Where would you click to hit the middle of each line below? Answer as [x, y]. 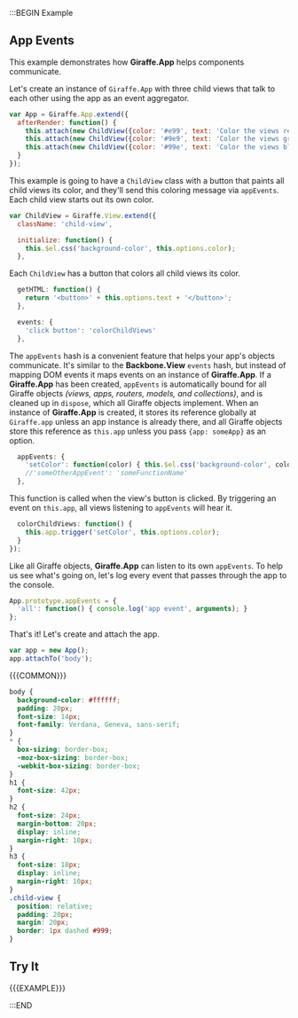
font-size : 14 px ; [49, 717]
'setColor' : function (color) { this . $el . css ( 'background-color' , [149, 465]
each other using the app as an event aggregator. [99, 98]
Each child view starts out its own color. [82, 200]
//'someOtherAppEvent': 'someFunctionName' [107, 474]
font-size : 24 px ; [49, 816]
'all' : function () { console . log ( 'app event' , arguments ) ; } [133, 609]
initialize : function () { [65, 240]
